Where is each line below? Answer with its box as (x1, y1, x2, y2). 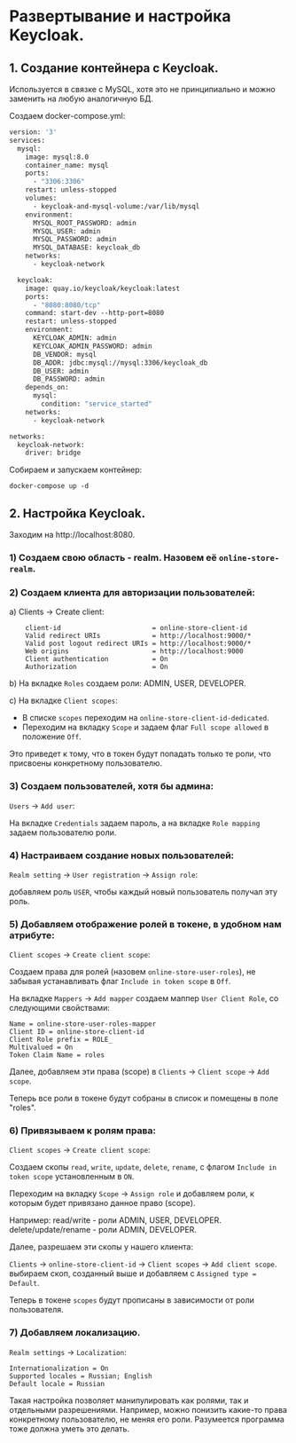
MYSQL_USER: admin (32, 226, 101, 236)
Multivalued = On (9, 1043, 74, 1053)
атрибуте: (9, 929, 55, 942)
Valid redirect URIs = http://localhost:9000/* (25, 632, 252, 641)
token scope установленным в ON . (9, 1171, 135, 1182)
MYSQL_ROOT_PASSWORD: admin (32, 218, 137, 227)
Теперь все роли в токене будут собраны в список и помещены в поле (9, 1093, 279, 1104)
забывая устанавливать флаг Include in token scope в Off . (9, 976, 231, 987)
